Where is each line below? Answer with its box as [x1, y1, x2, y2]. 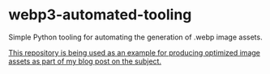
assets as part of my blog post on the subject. [8, 56, 162, 66]
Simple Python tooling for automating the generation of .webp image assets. [8, 32, 263, 42]
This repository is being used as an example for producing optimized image [8, 47, 261, 57]
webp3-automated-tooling [8, 6, 192, 24]
